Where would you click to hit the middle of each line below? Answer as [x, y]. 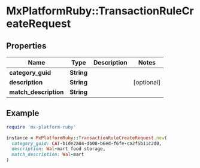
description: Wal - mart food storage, [59, 149]
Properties [26, 46]
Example [23, 113]
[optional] [147, 82]
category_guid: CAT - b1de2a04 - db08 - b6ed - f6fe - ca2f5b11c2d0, [87, 143]
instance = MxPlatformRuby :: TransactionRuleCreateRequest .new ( [87, 138]
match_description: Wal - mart [48, 155]
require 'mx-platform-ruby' [41, 127]
